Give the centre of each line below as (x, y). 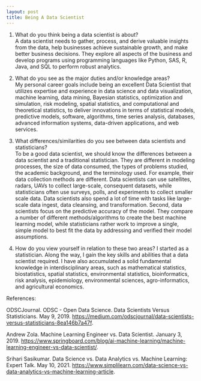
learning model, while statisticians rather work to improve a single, (97, 224)
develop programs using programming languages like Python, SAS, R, (101, 60)
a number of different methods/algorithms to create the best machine (100, 218)
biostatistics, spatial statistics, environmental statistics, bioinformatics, (102, 273)
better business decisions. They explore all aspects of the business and (103, 53)
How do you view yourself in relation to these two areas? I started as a (102, 248)
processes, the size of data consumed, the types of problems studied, (102, 166)
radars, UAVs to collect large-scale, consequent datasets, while (93, 185)
